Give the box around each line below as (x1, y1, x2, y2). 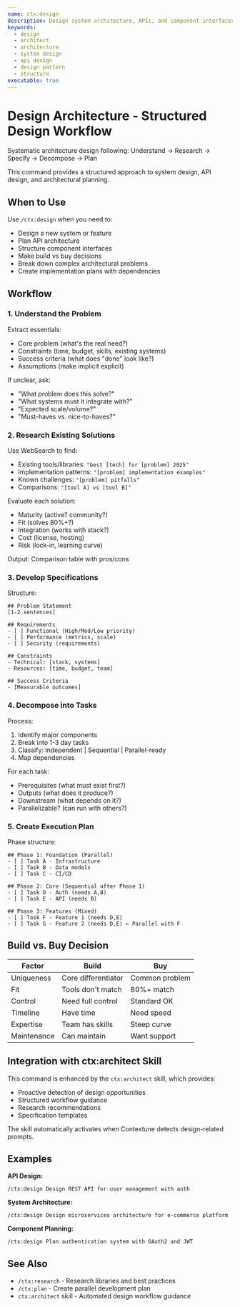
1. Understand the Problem (7, 309, 102, 319)
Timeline (11, 1008, 41, 1018)
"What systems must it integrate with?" (17, 397, 133, 406)
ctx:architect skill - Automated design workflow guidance (17, 1292, 191, 1301)
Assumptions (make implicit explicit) (17, 361, 124, 370)
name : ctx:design (7, 10, 59, 18)
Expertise (11, 1019, 43, 1029)
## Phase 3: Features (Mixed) (7, 908, 98, 915)
